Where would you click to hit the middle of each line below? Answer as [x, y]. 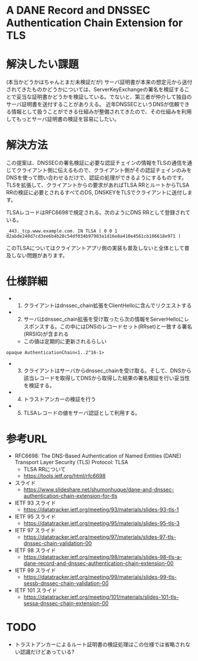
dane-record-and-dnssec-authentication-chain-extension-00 [98, 563]
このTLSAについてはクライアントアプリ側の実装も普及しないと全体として [95, 248]
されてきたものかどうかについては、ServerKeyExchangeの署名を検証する [95, 90]
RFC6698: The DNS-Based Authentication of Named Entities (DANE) [98, 456]
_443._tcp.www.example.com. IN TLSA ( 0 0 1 [62, 231]
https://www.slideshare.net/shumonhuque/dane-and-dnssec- [99, 489]
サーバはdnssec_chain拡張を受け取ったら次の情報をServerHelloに [104, 319]
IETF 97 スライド [35, 530]
